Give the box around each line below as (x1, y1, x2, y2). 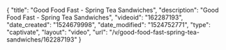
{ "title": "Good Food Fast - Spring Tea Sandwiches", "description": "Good (6, 6, 219, 14)
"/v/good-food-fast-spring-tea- (109, 28, 200, 36)
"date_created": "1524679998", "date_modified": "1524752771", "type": (6, 21, 211, 28)
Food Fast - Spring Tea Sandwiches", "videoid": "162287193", (6, 13, 183, 22)
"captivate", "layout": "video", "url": (6, 28, 108, 36)
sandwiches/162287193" (6, 35, 77, 44)
